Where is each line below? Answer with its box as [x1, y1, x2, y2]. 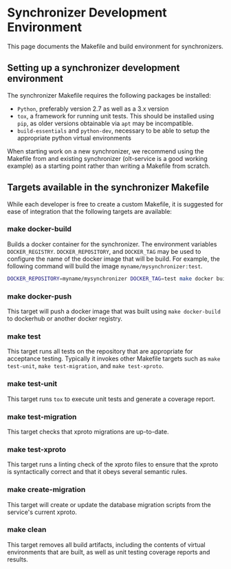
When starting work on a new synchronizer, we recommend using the [7, 147, 204, 155]
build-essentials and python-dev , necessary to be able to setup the [16, 126, 210, 135]
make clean [7, 525, 47, 535]
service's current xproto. [7, 508, 78, 516]
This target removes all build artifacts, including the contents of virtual [7, 540, 206, 548]
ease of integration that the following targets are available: [7, 207, 172, 215]
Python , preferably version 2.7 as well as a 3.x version [16, 105, 169, 113]
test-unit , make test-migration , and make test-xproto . [7, 362, 164, 370]
